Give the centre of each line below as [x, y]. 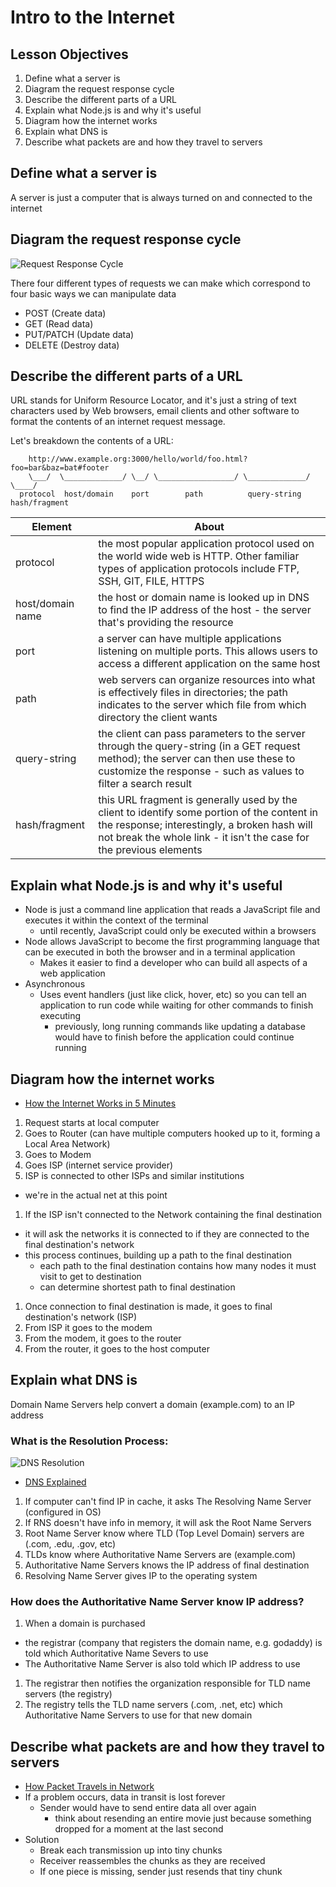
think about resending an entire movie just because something [183, 1818]
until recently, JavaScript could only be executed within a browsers [178, 931]
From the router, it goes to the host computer [117, 1349]
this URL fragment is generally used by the [198, 800]
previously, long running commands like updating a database [180, 1027]
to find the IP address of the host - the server [205, 610]
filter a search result [145, 784]
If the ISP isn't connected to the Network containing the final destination [173, 1215]
